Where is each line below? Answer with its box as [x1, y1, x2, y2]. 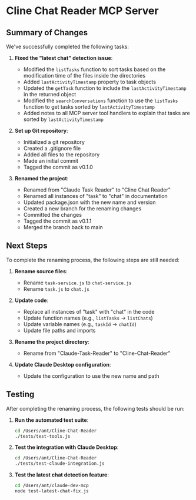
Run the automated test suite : [14, 416, 89, 424]
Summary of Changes [6, 28, 88, 38]
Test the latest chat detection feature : [14, 471, 109, 478]
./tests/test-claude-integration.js [14, 461, 105, 467]
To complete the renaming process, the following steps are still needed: [6, 256, 180, 263]
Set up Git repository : [14, 127, 69, 134]
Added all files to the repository [23, 151, 100, 158]
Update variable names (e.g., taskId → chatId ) [23, 320, 137, 327]
